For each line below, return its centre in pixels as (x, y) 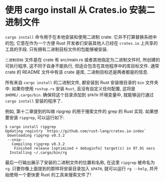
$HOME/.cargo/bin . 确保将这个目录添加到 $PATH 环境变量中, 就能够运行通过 (80, 94)
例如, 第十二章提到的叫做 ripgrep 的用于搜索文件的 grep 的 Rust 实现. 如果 (80, 111)
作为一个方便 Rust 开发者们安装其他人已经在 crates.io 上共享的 (94, 43)
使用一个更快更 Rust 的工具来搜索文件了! (50, 175)
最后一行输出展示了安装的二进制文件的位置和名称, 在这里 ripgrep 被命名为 (80, 162)
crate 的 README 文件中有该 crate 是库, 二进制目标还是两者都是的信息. (77, 72)
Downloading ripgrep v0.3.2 (36, 135)
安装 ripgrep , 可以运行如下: (37, 117)
